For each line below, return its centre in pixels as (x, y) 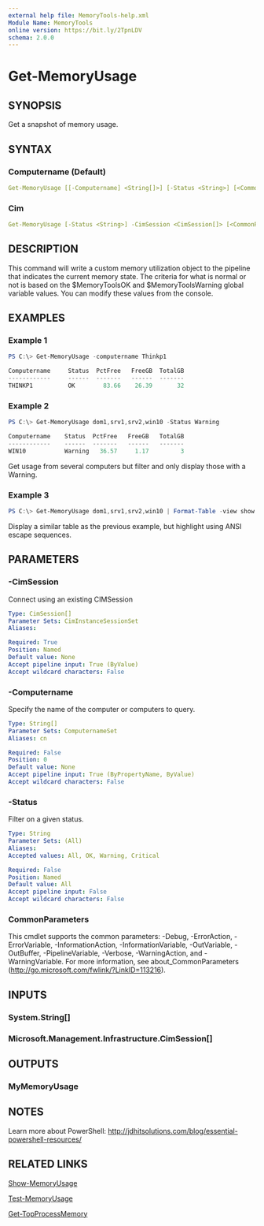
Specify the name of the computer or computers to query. (102, 709)
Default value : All (40, 885)
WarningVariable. (36, 962)
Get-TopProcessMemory (48, 1213)
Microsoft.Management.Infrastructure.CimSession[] (110, 1038)
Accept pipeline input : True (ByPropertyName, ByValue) (101, 775)
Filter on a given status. (46, 819)
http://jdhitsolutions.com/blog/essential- (173, 1131)
